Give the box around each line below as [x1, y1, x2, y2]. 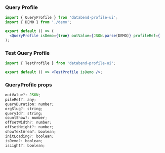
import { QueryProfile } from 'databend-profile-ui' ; [5, 15, 119, 20]
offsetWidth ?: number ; [5, 120, 52, 125]
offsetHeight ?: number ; [5, 125, 54, 130]
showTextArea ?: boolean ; [5, 129, 56, 134]
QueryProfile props [5, 81, 52, 88]
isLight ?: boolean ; [5, 143, 45, 148]
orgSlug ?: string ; [5, 106, 43, 111]
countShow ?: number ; [5, 115, 48, 120]
